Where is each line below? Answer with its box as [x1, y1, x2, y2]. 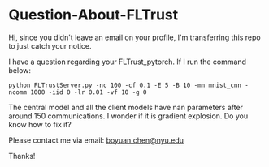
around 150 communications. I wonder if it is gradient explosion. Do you [8, 111, 249, 121]
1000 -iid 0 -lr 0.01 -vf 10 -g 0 [29, 88, 148, 96]
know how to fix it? [8, 119, 72, 129]
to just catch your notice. [8, 41, 92, 50]
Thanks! [8, 151, 36, 161]
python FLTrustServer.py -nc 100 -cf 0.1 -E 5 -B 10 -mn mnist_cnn [8, 81, 242, 89]
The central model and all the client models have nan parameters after [8, 102, 244, 112]
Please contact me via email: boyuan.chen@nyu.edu [8, 135, 184, 145]
